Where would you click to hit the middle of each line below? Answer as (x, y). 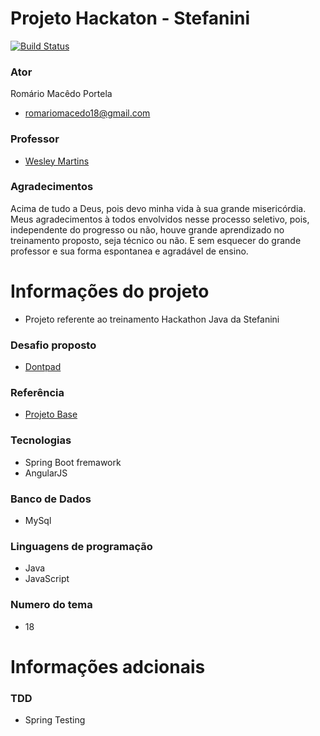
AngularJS (46, 473)
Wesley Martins (57, 161)
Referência (37, 392)
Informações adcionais (108, 666)
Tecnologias (41, 440)
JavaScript (47, 579)
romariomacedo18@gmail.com (87, 113)
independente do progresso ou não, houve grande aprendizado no (147, 229)
